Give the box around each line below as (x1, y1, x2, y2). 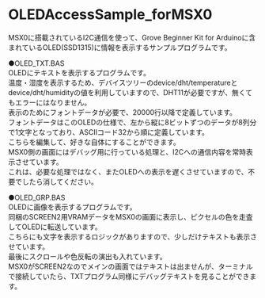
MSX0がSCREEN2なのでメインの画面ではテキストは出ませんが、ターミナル (8, 262, 253, 271)
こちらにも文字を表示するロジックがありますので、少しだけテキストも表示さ (8, 231, 258, 241)
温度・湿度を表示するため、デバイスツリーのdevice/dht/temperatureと (8, 78, 238, 87)
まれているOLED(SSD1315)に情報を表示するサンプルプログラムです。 (8, 42, 232, 52)
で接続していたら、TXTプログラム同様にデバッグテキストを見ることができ (8, 271, 250, 281)
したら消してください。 (21, 177, 99, 186)
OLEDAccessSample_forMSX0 (8, 6, 213, 24)
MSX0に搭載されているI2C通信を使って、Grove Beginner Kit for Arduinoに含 (8, 32, 256, 42)
